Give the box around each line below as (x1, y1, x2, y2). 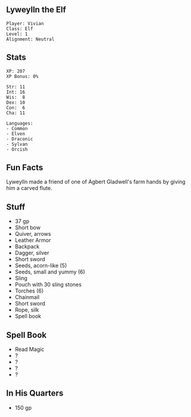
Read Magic (14, 346, 45, 353)
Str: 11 (6, 83, 26, 90)
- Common (6, 125, 28, 132)
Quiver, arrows (14, 231, 51, 238)
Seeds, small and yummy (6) (14, 268, 85, 276)
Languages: (6, 120, 33, 126)
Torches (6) (14, 287, 44, 294)
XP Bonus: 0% (6, 73, 39, 79)
